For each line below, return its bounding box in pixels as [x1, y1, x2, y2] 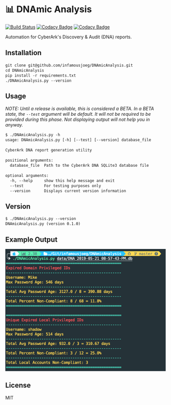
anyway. [5, 121, 23, 128]
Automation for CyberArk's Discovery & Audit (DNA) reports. [5, 34, 132, 40]
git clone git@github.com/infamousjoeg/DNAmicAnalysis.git [5, 63, 133, 68]
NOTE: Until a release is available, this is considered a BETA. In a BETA [5, 105, 154, 112]
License [5, 381, 31, 390]
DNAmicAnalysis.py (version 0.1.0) [5, 221, 81, 226]
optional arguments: [5, 173, 49, 178]
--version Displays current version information [10, 188, 126, 193]
